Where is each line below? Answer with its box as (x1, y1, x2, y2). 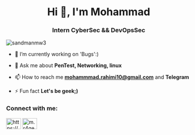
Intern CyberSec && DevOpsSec (52, 26, 146, 34)
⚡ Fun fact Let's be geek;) (14, 88, 78, 95)
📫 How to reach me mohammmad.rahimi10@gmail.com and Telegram (14, 74, 190, 81)
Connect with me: (6, 105, 58, 113)
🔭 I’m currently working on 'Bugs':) (14, 51, 99, 58)
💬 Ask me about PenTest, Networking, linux (14, 62, 122, 69)
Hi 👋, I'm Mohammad (46, 5, 151, 19)
